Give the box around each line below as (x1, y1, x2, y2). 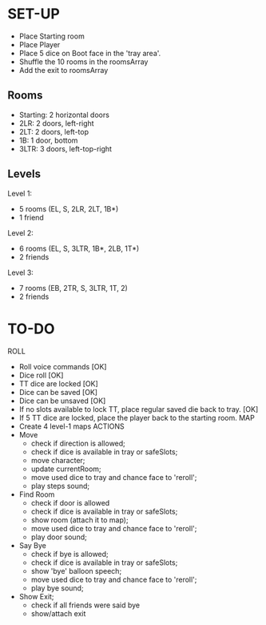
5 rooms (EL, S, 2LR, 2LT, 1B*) (18, 204, 119, 213)
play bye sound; (30, 583, 85, 593)
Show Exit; (18, 591, 54, 601)
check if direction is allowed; (30, 438, 125, 448)
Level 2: (7, 228, 34, 237)
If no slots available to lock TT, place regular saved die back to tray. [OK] (18, 404, 259, 413)
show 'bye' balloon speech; (30, 566, 122, 575)
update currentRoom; (30, 464, 101, 474)
